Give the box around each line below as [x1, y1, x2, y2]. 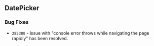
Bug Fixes [4, 19, 29, 26]
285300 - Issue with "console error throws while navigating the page [11, 30, 150, 36]
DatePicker [4, 4, 39, 12]
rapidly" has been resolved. [11, 35, 68, 41]
